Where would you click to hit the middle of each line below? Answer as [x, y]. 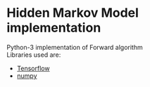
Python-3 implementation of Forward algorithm [75, 47]
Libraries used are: [34, 55]
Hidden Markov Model [73, 13]
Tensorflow [33, 68]
